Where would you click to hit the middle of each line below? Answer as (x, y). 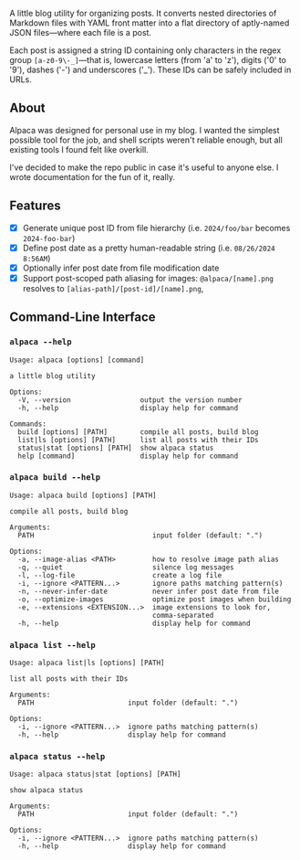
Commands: (28, 424)
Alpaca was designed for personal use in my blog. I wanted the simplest (145, 130)
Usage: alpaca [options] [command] (77, 360)
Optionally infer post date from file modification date (121, 268)
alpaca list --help (52, 645)
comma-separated (183, 615)
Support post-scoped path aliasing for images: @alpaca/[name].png (148, 278)
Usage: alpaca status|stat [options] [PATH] (95, 775)
